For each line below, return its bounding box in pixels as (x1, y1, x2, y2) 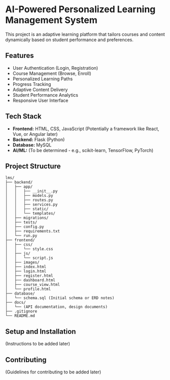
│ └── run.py (5, 233, 38, 239)
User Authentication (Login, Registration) (12, 65, 98, 71)
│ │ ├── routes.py (5, 197, 53, 203)
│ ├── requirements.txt (5, 229, 60, 234)
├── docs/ (5, 300, 26, 305)
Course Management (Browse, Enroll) (12, 70, 91, 76)
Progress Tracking (12, 81, 51, 87)
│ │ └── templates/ (5, 211, 56, 216)
